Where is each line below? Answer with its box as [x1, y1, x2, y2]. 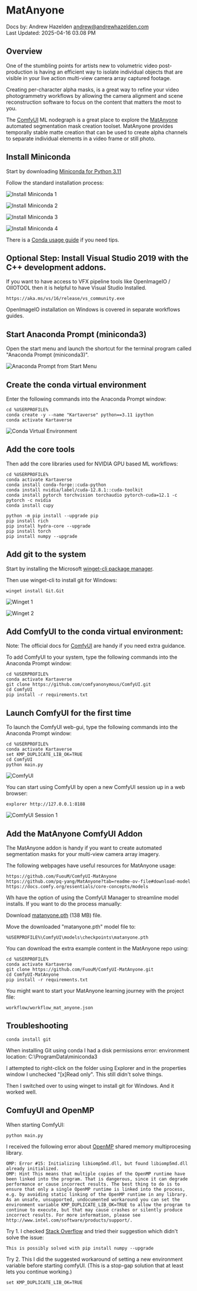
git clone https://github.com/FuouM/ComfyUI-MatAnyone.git [6, 967, 154, 973]
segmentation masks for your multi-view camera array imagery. [6, 851, 161, 858]
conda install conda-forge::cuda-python [6, 481, 107, 488]
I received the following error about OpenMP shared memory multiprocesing [6, 1143, 191, 1150]
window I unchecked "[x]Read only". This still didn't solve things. [6, 1071, 163, 1078]
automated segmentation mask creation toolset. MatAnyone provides [6, 122, 173, 130]
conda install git [6, 1036, 51, 1042]
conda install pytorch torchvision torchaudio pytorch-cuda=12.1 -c [6, 492, 178, 498]
